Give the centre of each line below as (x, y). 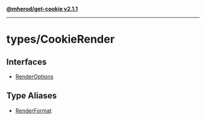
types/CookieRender (61, 39)
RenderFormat (33, 110)
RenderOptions (34, 77)
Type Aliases (32, 96)
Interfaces (27, 62)
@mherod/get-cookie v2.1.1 (42, 9)
